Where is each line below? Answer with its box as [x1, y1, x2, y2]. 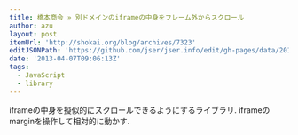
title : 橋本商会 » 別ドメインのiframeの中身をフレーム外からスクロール [9, 12, 245, 22]
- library [17, 79, 53, 88]
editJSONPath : [9, 46, 62, 55]
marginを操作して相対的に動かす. [9, 115, 130, 126]
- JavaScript [17, 71, 66, 80]
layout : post [9, 29, 58, 38]
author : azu [9, 21, 53, 30]
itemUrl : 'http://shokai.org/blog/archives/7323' [9, 37, 197, 47]
